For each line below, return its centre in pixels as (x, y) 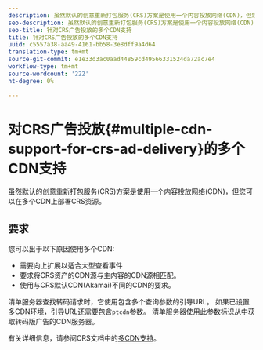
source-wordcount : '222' (49, 74)
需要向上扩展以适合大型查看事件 (71, 266)
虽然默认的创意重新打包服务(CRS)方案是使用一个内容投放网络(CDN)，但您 (127, 191)
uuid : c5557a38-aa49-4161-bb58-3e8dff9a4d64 (82, 45)
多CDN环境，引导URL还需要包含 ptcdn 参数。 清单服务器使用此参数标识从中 (128, 312)
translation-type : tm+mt (49, 52)
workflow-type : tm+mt (43, 67)
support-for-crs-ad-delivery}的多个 (126, 149)
